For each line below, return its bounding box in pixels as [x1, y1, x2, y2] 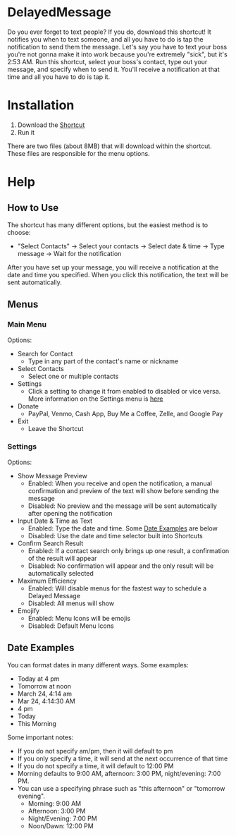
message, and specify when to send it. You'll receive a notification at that [7, 65, 220, 73]
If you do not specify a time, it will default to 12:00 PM [17, 761, 174, 770]
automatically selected [27, 569, 94, 577]
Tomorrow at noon [17, 681, 72, 690]
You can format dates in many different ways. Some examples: [7, 660, 189, 669]
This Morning [17, 719, 56, 727]
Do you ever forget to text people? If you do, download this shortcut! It [7, 28, 211, 36]
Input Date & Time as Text [17, 516, 93, 525]
